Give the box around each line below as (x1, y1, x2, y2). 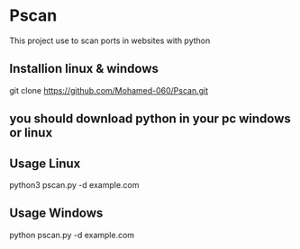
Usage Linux (9, 156, 81, 171)
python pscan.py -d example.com (9, 229, 135, 240)
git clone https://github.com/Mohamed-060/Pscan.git (9, 84, 209, 95)
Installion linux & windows (9, 61, 159, 76)
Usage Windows (9, 206, 104, 221)
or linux (9, 125, 53, 140)
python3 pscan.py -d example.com (9, 179, 140, 190)
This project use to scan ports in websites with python (9, 35, 211, 46)
